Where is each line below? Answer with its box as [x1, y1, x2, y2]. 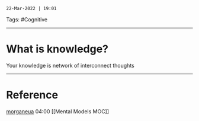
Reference [6, 88, 58, 102]
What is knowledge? [6, 42, 108, 56]
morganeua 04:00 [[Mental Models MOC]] [6, 107, 110, 115]
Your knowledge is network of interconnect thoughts [6, 62, 134, 69]
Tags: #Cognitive [6, 16, 48, 23]
